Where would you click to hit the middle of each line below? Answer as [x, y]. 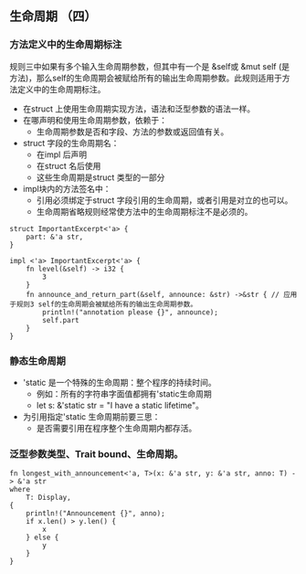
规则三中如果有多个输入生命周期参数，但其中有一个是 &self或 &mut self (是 [150, 66]
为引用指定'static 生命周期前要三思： [91, 416]
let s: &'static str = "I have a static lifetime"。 [120, 405]
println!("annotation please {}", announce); [131, 312]
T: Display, [48, 498]
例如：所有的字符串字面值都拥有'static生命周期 [124, 393]
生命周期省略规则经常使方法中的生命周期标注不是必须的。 [144, 211]
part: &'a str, [55, 237]
